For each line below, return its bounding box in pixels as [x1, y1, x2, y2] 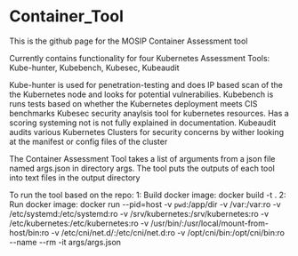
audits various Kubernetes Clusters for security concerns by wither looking [9, 126, 285, 137]
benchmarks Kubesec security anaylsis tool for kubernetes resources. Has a [9, 108, 289, 118]
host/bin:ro [9, 227, 50, 237]
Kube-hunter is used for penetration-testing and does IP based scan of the [9, 79, 283, 90]
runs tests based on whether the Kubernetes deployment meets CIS [9, 98, 258, 108]
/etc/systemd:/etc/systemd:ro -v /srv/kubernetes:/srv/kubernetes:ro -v [9, 208, 270, 219]
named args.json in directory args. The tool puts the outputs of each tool [9, 163, 276, 173]
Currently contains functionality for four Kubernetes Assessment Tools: [9, 52, 270, 63]
